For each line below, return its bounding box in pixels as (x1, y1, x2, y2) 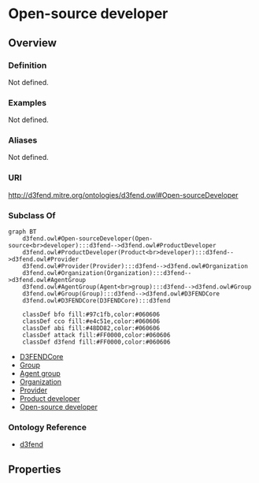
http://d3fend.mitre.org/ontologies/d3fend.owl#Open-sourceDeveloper (8, 190, 239, 199)
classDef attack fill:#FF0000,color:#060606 (22, 332, 171, 340)
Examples (8, 97, 47, 108)
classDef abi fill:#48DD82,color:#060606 (22, 325, 160, 333)
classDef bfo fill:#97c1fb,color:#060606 (22, 310, 160, 319)
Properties (8, 463, 61, 476)
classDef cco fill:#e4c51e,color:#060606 (22, 318, 160, 325)
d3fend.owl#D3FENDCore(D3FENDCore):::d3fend (22, 297, 171, 305)
